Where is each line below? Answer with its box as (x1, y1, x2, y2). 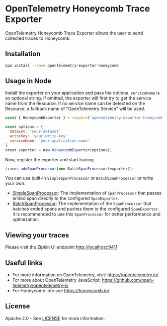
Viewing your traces (5, 231, 69, 239)
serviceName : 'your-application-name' (9, 138, 90, 143)
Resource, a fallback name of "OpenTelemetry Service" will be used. (5, 106, 146, 112)
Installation (5, 50, 41, 58)
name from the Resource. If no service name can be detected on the (5, 101, 145, 107)
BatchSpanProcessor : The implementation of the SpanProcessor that (12, 201, 152, 207)
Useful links (5, 258, 43, 267)
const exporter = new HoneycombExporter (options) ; (5, 147, 112, 152)
